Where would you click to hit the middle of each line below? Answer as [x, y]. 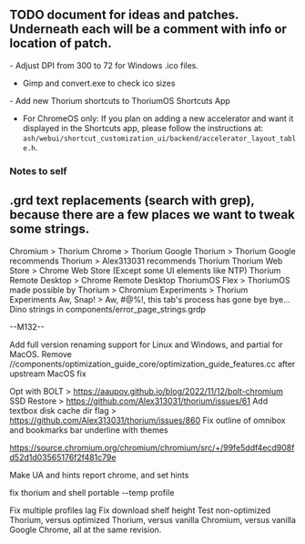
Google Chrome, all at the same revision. [86, 529]
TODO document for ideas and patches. [124, 15]
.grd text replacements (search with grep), [132, 201]
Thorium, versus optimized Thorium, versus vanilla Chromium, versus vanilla [152, 519]
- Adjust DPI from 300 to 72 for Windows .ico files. [104, 65]
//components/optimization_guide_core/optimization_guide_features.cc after [152, 364]
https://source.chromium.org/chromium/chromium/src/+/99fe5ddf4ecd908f [152, 447]
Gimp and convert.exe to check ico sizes [99, 83]
